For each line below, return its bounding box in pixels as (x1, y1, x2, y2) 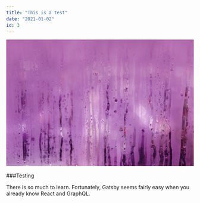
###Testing (6, 172, 35, 179)
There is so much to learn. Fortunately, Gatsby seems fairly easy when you (6, 184, 189, 191)
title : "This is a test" (6, 10, 68, 16)
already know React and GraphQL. (6, 190, 90, 197)
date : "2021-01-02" (6, 16, 55, 22)
